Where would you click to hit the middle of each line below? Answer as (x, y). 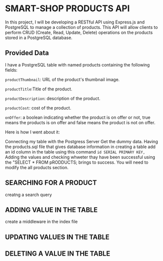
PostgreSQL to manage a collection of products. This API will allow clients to (81, 27)
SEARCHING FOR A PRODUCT (51, 183)
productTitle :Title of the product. (39, 89)
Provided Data (27, 53)
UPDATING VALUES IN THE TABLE (57, 237)
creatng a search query (28, 195)
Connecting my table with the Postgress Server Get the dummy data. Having (81, 141)
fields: (11, 70)
